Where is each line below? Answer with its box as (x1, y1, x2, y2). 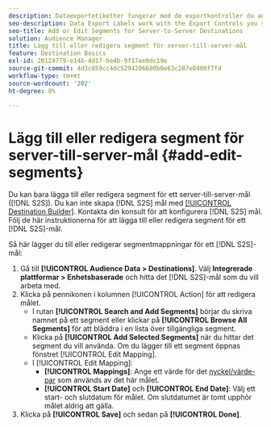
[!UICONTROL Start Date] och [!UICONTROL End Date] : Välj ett (44, 384, 256, 394)
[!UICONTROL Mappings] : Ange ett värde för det (44, 366, 208, 376)
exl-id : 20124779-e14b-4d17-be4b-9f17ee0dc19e (8, 57, 168, 65)
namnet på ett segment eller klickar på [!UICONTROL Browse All (31, 316, 248, 325)
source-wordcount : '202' (8, 79, 92, 87)
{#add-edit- (161, 146, 244, 164)
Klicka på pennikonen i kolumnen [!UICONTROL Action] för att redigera (19, 290, 256, 299)
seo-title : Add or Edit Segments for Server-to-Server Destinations (8, 27, 244, 35)
